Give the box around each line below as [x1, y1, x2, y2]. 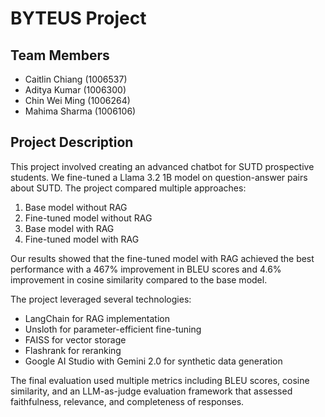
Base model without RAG [24, 201, 128, 213]
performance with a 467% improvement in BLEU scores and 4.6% [10, 263, 282, 275]
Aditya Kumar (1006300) [24, 84, 127, 96]
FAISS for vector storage [24, 333, 127, 346]
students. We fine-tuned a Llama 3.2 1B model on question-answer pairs [10, 171, 308, 183]
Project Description [10, 134, 134, 151]
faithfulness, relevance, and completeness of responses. [10, 395, 245, 407]
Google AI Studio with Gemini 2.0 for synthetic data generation [24, 355, 283, 367]
